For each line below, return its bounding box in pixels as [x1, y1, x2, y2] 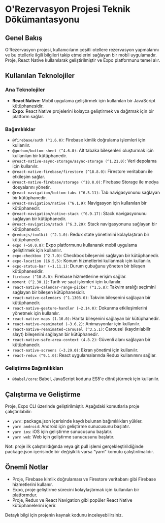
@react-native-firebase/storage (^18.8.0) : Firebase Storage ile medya [12, 179, 159, 185]
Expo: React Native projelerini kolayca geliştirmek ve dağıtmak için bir [12, 108, 154, 114]
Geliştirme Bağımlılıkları [5, 364, 64, 371]
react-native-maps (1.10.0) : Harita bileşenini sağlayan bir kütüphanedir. [12, 315, 160, 321]
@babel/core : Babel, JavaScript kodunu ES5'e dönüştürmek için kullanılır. [12, 376, 160, 382]
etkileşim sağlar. [12, 174, 45, 179]
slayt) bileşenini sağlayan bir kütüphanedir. [12, 331, 99, 337]
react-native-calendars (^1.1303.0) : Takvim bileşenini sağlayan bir [12, 294, 151, 300]
